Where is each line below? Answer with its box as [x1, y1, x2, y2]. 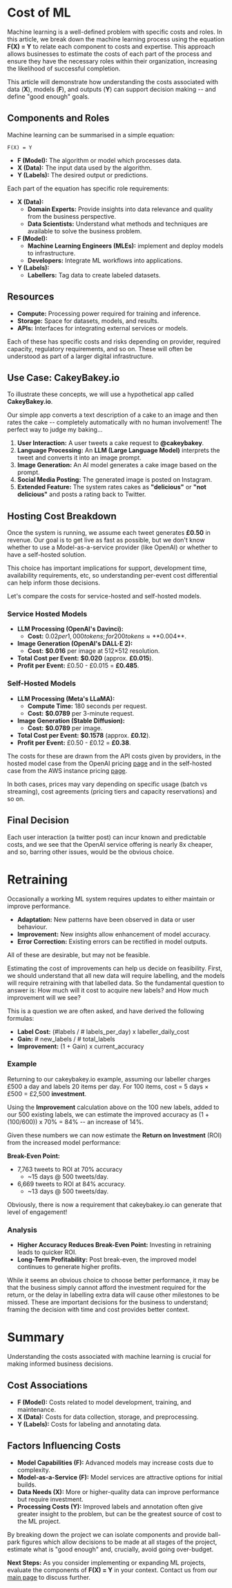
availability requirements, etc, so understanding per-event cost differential [7, 571, 218, 580]
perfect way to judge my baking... [7, 426, 103, 434]
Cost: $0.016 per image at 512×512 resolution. [27, 647, 160, 655]
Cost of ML [7, 5, 71, 21]
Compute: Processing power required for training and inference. [17, 309, 201, 317]
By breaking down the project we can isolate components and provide [7, 1530, 206, 1538]
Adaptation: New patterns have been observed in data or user [17, 915, 195, 923]
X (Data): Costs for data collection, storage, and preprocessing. [17, 1413, 199, 1421]
